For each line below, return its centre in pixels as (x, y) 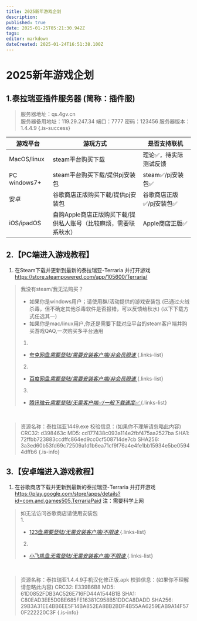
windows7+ (25, 182)
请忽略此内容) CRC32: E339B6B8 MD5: (68, 587)
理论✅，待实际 (163, 155)
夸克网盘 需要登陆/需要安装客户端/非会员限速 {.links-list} (96, 355)
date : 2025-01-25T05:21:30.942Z (45, 28)
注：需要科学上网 (123, 500)
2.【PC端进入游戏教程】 (50, 255)
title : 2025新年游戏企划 (34, 11)
